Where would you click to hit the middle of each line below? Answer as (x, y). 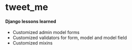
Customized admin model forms (46, 32)
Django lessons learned (31, 21)
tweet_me (27, 7)
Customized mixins (32, 43)
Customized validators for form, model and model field (70, 38)
